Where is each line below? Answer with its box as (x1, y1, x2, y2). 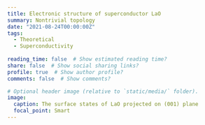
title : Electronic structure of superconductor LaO (7, 10, 161, 17)
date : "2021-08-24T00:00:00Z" (7, 23, 96, 30)
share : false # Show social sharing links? (7, 62, 139, 69)
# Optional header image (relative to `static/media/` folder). (7, 88, 199, 95)
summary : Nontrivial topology (7, 17, 96, 24)
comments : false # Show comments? (7, 75, 111, 82)
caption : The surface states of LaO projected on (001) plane (13, 101, 199, 108)
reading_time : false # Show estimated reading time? (7, 56, 168, 63)
